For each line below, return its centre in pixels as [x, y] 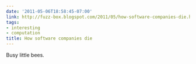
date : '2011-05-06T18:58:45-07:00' [49, 11]
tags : [13, 22]
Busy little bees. [25, 55]
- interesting [23, 28]
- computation [23, 33]
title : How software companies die [49, 38]
